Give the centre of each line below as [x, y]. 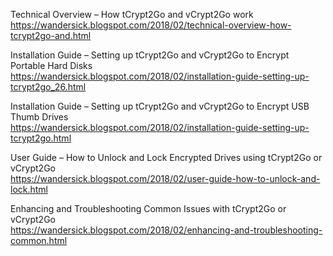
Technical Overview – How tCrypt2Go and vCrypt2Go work [132, 14]
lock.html [29, 189]
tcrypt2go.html [41, 138]
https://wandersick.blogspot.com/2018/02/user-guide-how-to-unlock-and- [165, 178]
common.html [39, 240]
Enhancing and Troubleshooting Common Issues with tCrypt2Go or [148, 208]
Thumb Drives [39, 117]
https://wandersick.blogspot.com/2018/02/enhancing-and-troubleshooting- [166, 230]
